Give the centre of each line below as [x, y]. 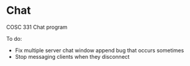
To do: [14, 38]
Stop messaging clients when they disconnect [72, 56]
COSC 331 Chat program [37, 27]
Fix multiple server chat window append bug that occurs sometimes [99, 50]
